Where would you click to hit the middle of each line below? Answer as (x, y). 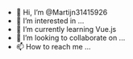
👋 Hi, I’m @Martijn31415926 (62, 12)
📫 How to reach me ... (53, 47)
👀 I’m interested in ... (50, 21)
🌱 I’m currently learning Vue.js (66, 29)
